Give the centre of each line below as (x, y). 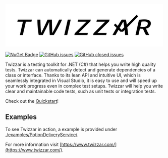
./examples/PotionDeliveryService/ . (42, 134)
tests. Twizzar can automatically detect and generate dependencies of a (80, 70)
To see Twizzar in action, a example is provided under (61, 129)
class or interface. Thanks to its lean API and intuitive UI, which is (73, 75)
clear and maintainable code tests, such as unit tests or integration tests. (81, 91)
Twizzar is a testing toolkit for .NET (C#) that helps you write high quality (81, 64)
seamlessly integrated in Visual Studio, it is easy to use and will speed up (81, 81)
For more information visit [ (33, 144)
